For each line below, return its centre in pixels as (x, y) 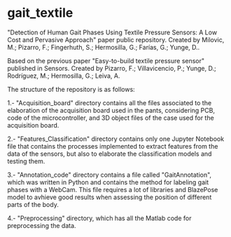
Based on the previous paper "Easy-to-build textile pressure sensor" (106, 60)
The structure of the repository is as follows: (71, 89)
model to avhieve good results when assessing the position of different (110, 197)
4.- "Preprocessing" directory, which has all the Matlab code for (99, 218)
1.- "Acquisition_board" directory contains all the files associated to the (110, 102)
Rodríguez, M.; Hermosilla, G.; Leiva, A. (64, 76)
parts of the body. (33, 204)
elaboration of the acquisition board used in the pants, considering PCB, (111, 110)
